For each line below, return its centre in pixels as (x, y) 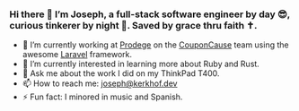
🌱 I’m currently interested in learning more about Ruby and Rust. (141, 64)
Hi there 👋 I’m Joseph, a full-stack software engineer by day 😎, (149, 14)
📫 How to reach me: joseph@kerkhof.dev (100, 83)
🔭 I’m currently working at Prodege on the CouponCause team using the (155, 45)
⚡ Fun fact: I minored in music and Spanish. (102, 97)
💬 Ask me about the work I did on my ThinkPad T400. (121, 73)
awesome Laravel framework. (77, 55)
